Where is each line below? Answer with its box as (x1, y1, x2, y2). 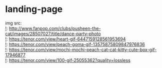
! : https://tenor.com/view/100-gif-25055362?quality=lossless (5, 57, 131, 63)
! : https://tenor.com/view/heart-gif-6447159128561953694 (5, 36, 126, 42)
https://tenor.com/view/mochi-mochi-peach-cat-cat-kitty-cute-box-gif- (9, 46, 157, 52)
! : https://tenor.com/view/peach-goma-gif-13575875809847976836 (5, 41, 145, 47)
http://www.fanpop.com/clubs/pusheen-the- (9, 25, 101, 31)
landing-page (5, 3, 63, 15)
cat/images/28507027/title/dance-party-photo (5, 30, 101, 36)
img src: (5, 20, 22, 26)
